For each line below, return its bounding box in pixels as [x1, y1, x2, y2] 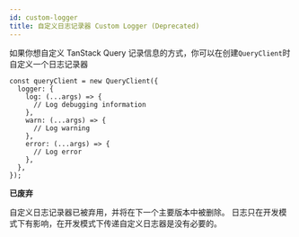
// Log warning [32, 123, 91, 133]
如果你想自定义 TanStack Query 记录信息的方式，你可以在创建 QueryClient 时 [9, 47, 291, 58]
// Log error [32, 147, 83, 156]
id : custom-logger [9, 13, 78, 22]
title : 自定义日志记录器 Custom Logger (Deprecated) [9, 22, 200, 31]
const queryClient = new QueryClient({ [9, 76, 159, 85]
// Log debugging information [32, 100, 146, 109]
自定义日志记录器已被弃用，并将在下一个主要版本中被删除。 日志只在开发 [9, 206, 279, 217]
